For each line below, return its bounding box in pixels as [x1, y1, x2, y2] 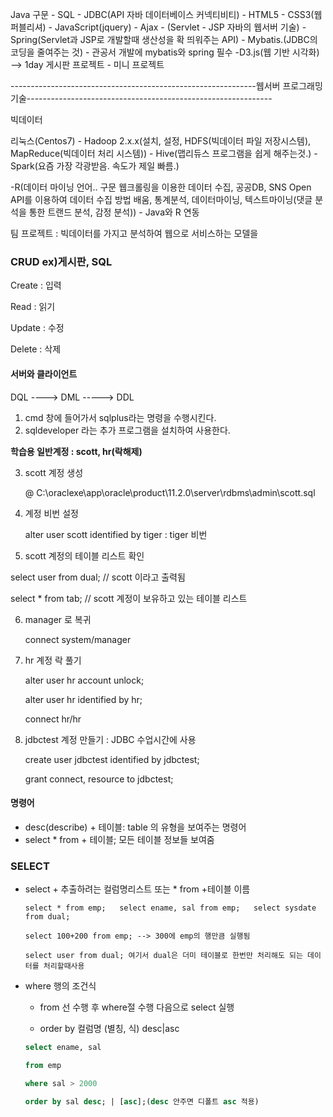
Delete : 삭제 [10, 343, 62, 355]
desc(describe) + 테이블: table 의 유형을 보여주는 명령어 [24, 821, 247, 833]
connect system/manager [24, 633, 132, 645]
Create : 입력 [10, 279, 62, 292]
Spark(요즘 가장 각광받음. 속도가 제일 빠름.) [10, 160, 180, 172]
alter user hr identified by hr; [24, 693, 143, 705]
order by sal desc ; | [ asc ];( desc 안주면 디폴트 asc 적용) [24, 1096, 260, 1107]
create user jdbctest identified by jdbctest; [24, 753, 200, 765]
